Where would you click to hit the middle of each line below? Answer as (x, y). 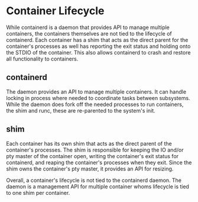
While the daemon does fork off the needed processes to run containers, (95, 104)
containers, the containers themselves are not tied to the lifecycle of (89, 33)
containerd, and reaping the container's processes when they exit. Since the (99, 162)
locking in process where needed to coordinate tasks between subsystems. (98, 98)
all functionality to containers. (42, 59)
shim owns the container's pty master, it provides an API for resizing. (90, 169)
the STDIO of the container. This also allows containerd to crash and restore (98, 52)
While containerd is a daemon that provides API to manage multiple (88, 27)
